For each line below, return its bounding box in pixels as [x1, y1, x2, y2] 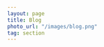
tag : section [7, 29, 45, 37]
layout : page [7, 10, 45, 17]
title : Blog [7, 17, 42, 23]
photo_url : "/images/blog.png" [7, 23, 98, 30]
